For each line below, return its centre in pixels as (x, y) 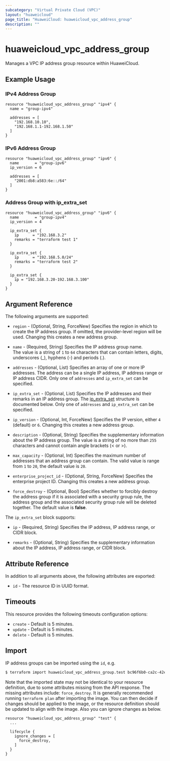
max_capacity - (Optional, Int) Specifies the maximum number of (79, 456)
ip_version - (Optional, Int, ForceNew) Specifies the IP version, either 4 (87, 420)
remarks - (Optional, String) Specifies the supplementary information (84, 543)
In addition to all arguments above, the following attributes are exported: (80, 576)
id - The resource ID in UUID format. (51, 586)
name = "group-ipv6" (38, 163)
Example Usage (30, 79)
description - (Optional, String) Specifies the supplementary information (88, 435)
